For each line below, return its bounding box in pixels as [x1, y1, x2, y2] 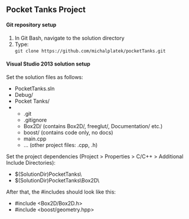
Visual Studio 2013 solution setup [6, 60, 90, 67]
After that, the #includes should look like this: [6, 188, 116, 195]
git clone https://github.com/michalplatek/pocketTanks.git [14, 48, 166, 54]
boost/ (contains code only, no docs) [23, 129, 113, 136]
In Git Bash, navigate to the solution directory [14, 34, 125, 41]
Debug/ [14, 91, 34, 98]
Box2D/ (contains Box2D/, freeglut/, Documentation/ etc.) [23, 122, 163, 129]
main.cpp [23, 135, 47, 142]
